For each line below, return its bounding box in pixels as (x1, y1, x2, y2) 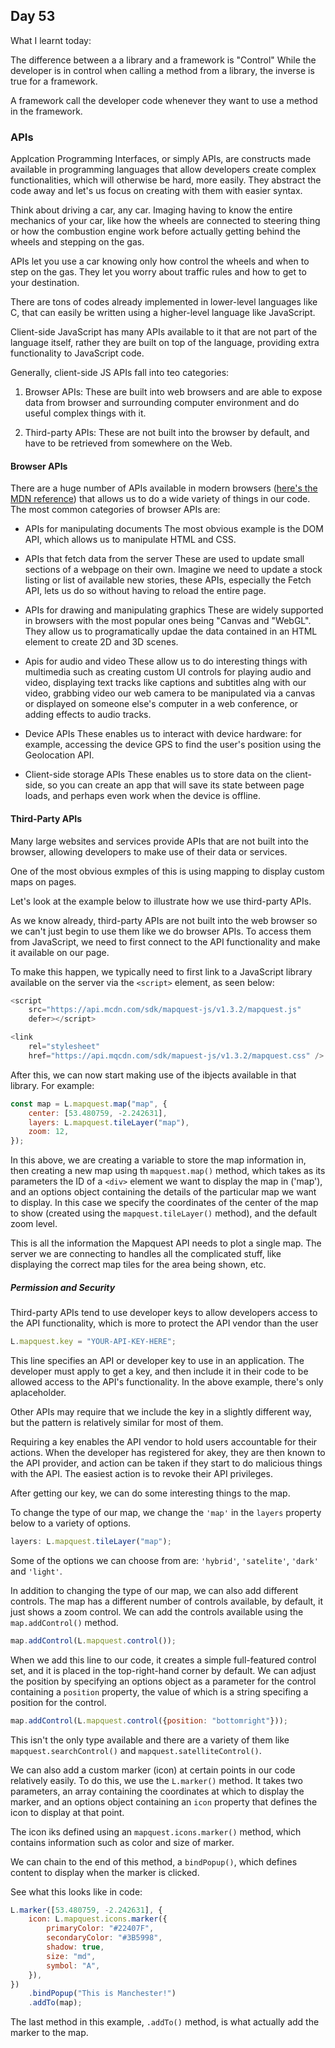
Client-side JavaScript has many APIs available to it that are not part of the (10, 326, 318, 338)
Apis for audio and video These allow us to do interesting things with (24, 655, 308, 668)
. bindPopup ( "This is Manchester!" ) (28, 1989, 177, 1999)
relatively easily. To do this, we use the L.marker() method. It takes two (10, 1774, 303, 1786)
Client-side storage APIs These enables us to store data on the (24, 769, 284, 781)
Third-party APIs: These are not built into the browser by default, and (24, 427, 310, 439)
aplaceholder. (10, 1386, 67, 1398)
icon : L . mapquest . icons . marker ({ (28, 1914, 168, 1924)
